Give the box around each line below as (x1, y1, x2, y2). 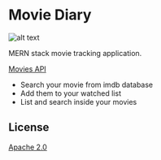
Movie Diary (8, 6, 92, 24)
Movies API (8, 63, 46, 74)
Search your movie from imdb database (20, 80, 154, 89)
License (8, 120, 50, 135)
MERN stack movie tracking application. (8, 48, 142, 58)
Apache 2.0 (8, 142, 47, 152)
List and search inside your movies (20, 97, 137, 106)
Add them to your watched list (20, 88, 122, 98)
